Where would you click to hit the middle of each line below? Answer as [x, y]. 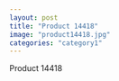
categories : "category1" [56, 43]
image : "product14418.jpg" [60, 34]
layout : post [34, 18]
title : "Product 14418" [54, 26]
